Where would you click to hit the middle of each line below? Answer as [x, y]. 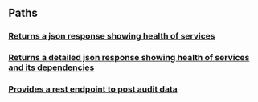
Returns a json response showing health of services [112, 36]
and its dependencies [51, 67]
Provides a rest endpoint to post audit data [93, 89]
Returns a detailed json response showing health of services [129, 58]
